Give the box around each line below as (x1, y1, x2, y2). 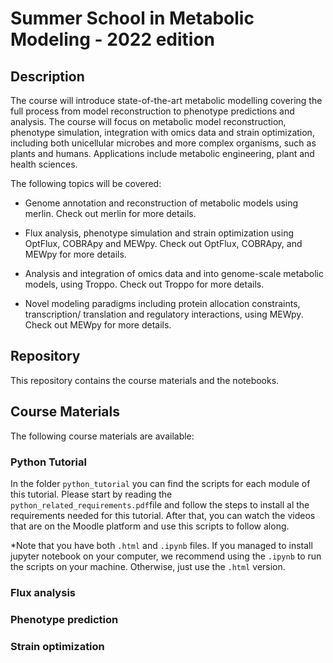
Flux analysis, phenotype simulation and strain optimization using (24, 227, 295, 239)
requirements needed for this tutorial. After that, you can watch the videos (10, 509, 316, 521)
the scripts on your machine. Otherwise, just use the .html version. (10, 560, 286, 572)
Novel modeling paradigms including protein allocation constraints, (24, 298, 301, 309)
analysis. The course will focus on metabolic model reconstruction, (10, 116, 287, 127)
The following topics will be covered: (10, 178, 162, 189)
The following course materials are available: (10, 430, 195, 442)
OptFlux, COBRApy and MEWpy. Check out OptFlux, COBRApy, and (24, 238, 303, 249)
